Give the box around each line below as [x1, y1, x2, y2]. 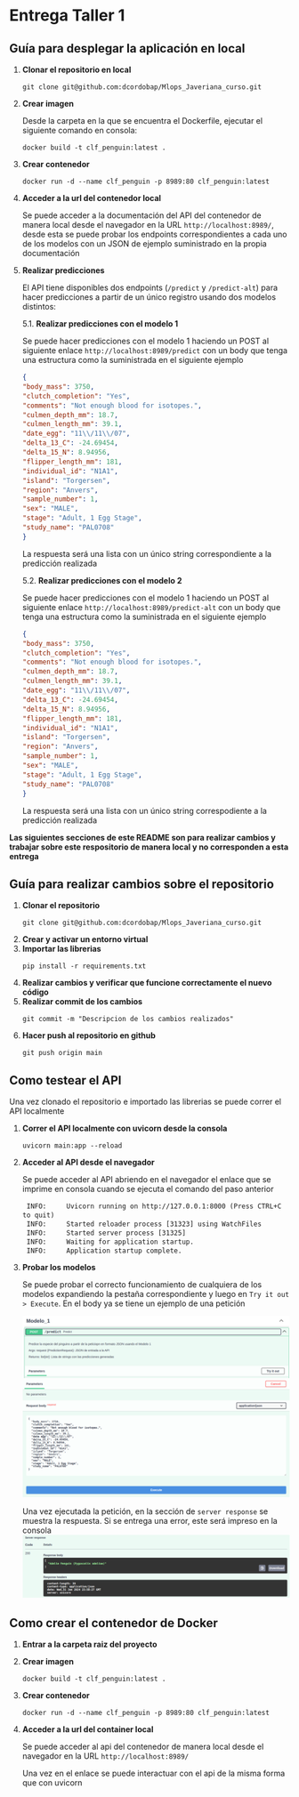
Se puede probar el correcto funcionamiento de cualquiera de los [21, 1279, 263, 1290]
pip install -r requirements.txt [21, 962, 147, 971]
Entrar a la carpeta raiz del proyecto [21, 1639, 158, 1650]
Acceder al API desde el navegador [21, 1157, 156, 1168]
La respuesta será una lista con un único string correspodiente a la [21, 805, 267, 816]
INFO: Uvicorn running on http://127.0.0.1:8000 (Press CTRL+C [26, 1202, 282, 1211]
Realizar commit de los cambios [21, 996, 143, 1007]
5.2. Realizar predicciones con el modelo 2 [21, 575, 182, 585]
